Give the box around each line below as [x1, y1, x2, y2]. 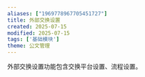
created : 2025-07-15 [7, 23, 68, 30]
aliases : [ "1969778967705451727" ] [7, 10, 108, 17]
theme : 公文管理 [7, 42, 50, 49]
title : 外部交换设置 [7, 17, 61, 24]
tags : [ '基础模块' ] [7, 36, 60, 43]
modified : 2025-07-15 [7, 29, 70, 37]
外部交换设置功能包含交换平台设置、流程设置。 [7, 62, 142, 70]
